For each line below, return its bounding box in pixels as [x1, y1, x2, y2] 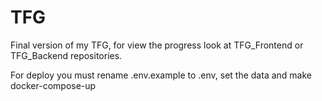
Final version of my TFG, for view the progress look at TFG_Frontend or [10, 39, 304, 51]
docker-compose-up [10, 79, 97, 91]
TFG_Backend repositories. [10, 49, 123, 61]
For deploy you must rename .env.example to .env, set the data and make [10, 69, 312, 81]
